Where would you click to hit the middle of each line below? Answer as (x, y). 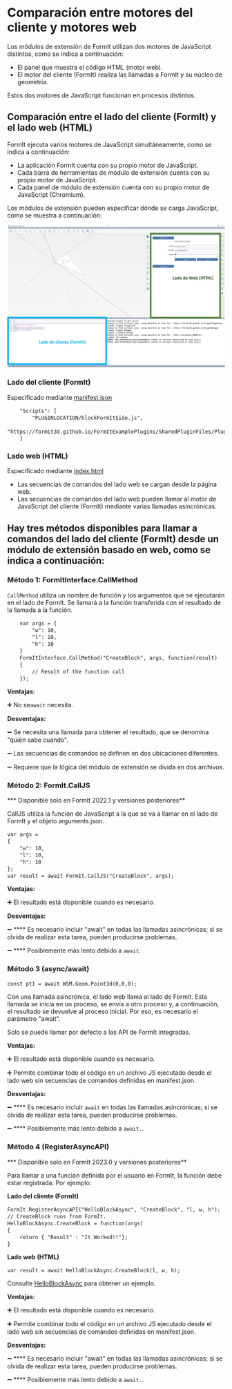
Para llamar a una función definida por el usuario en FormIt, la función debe (115, 1175)
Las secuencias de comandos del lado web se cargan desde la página (117, 484)
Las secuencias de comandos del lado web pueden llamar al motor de (117, 499)
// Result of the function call (79, 671)
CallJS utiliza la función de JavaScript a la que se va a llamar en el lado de (113, 814)
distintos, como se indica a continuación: (65, 54)
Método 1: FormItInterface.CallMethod (72, 580)
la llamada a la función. (40, 610)
